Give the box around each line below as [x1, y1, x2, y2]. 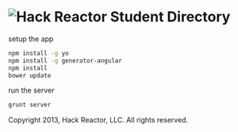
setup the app [8, 34, 54, 43]
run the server [8, 85, 55, 95]
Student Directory [109, 8, 231, 26]
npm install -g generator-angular [8, 56, 123, 65]
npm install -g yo [8, 49, 69, 57]
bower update [8, 71, 52, 79]
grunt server [8, 101, 52, 109]
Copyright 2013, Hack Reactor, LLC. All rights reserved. [8, 115, 189, 125]
